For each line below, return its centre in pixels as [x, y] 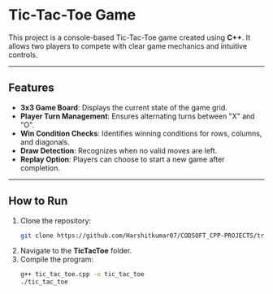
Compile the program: [57, 259]
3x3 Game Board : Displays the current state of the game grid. [123, 107]
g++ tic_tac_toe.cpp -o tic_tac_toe [82, 275]
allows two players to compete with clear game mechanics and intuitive [128, 45]
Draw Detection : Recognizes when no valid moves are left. [119, 150]
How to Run [38, 201]
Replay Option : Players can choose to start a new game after [122, 159]
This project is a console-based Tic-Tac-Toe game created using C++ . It [130, 37]
